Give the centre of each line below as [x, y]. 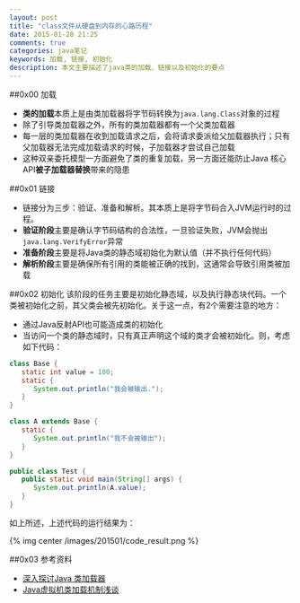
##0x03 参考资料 [41, 559]
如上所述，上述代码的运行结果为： [72, 522]
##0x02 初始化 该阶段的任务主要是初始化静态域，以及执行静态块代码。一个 [148, 293]
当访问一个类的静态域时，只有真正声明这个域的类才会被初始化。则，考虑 [156, 335]
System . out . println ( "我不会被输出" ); [100, 438]
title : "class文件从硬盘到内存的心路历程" [81, 26]
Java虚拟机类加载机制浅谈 [71, 590]
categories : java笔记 [49, 51]
